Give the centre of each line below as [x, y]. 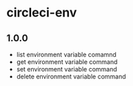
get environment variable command [67, 62]
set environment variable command [67, 69]
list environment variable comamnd [66, 54]
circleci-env [42, 13]
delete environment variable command [71, 76]
